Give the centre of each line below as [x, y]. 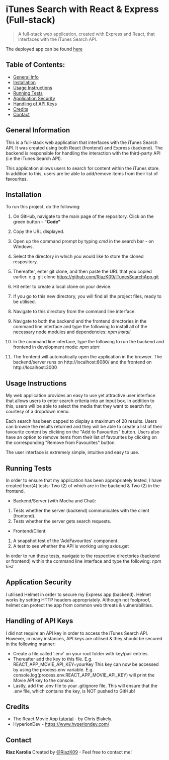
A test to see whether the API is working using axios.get [71, 546]
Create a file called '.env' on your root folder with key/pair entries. [81, 653]
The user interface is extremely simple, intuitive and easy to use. [73, 452]
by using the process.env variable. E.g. [53, 669]
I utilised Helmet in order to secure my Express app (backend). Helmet [78, 594]
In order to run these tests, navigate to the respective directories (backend [83, 556]
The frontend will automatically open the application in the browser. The [88, 357]
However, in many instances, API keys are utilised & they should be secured [84, 638]
